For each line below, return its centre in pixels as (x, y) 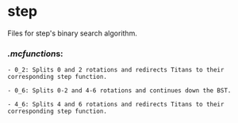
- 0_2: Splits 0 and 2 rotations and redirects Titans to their (116, 70)
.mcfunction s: (36, 54)
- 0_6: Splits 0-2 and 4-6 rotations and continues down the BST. (119, 91)
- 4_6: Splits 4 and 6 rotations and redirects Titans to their (116, 105)
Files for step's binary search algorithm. (73, 33)
